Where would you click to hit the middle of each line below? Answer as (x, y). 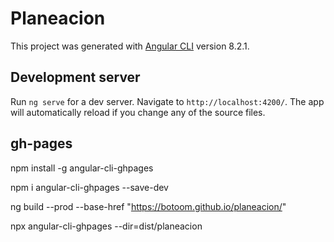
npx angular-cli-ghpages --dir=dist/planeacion (106, 226)
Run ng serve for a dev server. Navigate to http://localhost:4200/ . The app (167, 101)
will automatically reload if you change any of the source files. (138, 112)
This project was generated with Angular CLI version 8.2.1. (130, 46)
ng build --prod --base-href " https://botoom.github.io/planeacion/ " (148, 206)
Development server (75, 77)
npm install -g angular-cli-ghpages (82, 168)
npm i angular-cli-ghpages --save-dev (89, 187)
